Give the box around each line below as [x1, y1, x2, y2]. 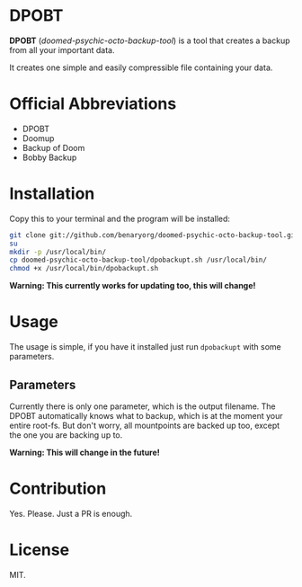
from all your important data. [9, 44, 115, 55]
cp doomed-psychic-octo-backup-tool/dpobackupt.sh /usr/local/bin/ [9, 255, 268, 265]
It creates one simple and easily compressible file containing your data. [9, 62, 273, 73]
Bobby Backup [22, 152, 77, 163]
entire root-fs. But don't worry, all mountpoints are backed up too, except [9, 420, 280, 431]
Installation [9, 183, 95, 204]
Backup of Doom [22, 142, 85, 153]
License [9, 540, 70, 560]
